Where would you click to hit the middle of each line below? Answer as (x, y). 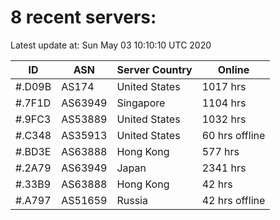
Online (233, 69)
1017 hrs (224, 86)
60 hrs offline (233, 135)
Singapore (141, 103)
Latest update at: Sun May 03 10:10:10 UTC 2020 (111, 45)
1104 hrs (224, 103)
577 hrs (220, 151)
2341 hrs (224, 168)
